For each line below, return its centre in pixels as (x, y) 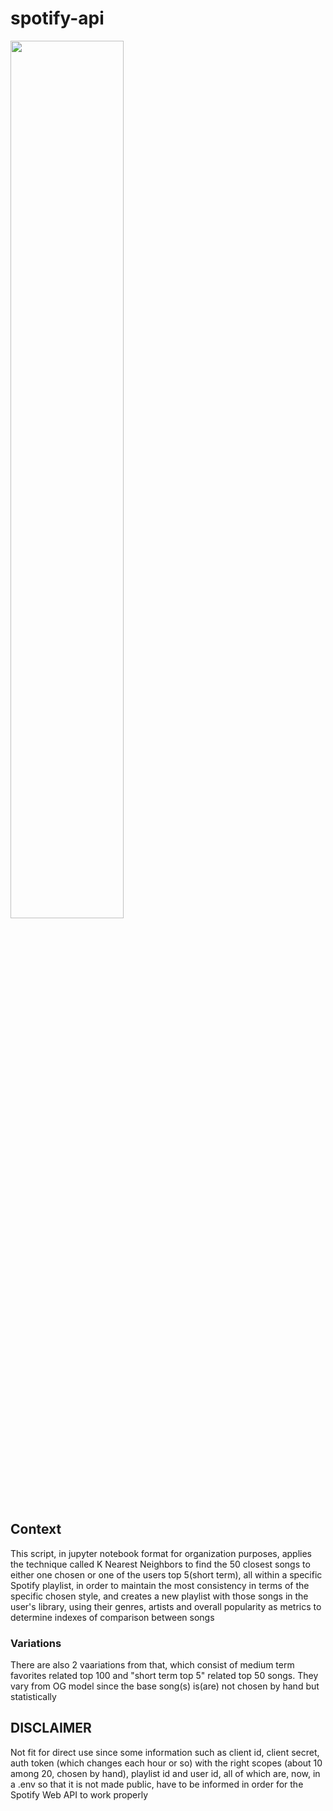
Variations (36, 1643)
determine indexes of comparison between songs (112, 1617)
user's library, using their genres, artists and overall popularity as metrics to (166, 1606)
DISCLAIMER (51, 1728)
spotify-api (57, 18)
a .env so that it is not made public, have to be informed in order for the (157, 1784)
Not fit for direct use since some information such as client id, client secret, (165, 1752)
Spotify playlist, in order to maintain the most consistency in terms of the (160, 1585)
